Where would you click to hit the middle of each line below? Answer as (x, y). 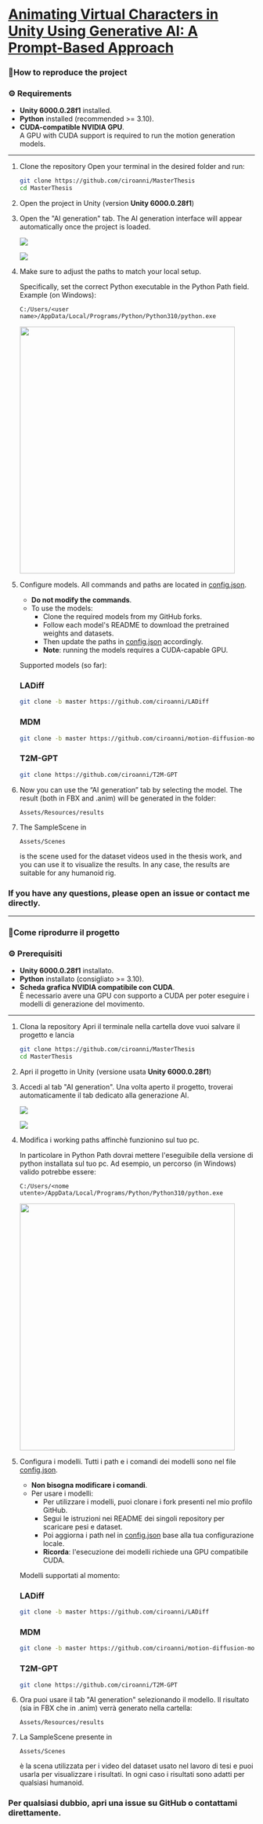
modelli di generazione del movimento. (82, 1004)
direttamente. (35, 1813)
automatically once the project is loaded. (85, 227)
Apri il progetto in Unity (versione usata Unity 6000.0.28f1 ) (115, 1071)
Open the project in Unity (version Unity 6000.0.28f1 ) (106, 203)
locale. (54, 1543)
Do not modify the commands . (81, 600)
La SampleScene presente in (66, 1737)
